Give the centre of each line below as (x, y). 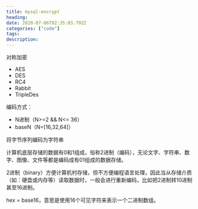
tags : (13, 34)
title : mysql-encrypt (33, 12)
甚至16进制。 (22, 188)
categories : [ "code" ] (33, 28)
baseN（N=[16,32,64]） (44, 127)
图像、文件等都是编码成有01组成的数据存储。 (72, 160)
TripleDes (27, 94)
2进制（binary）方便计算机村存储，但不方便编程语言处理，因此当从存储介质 (99, 173)
